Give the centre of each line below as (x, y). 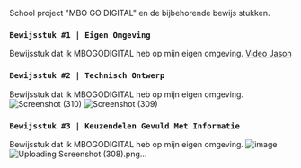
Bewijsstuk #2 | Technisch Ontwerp (87, 76)
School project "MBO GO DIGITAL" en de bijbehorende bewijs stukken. (140, 13)
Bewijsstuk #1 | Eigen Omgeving (80, 35)
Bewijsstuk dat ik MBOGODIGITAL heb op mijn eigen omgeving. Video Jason (150, 54)
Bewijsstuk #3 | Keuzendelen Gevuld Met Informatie (125, 126)
